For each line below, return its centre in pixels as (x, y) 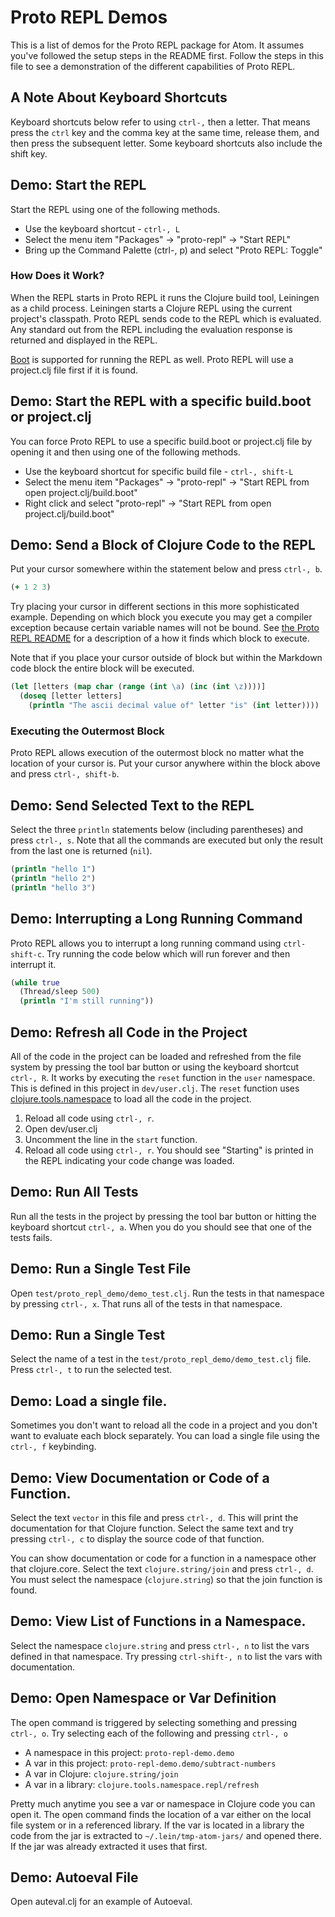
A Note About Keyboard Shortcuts (119, 97)
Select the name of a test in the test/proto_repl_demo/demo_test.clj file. (161, 1359)
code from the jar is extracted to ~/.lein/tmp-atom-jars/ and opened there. (166, 1835)
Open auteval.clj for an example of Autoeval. (101, 1902)
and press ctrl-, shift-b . (65, 774)
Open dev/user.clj (61, 1128)
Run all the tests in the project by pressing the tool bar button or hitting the (163, 1216)
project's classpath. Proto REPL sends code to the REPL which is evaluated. (166, 318)
